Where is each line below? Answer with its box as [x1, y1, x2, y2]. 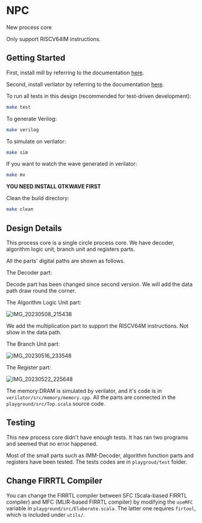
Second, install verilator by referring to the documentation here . [6, 80, 165, 88]
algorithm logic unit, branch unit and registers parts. [6, 245, 136, 253]
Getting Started [6, 53, 66, 63]
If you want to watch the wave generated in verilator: [6, 160, 137, 167]
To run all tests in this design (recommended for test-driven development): [6, 92, 192, 100]
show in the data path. [6, 328, 62, 336]
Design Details [6, 223, 62, 233]
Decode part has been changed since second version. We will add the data [6, 281, 193, 288]
